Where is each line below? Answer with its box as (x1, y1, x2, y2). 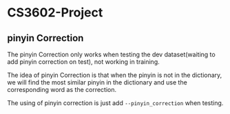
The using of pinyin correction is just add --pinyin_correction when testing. (7, 99, 224, 107)
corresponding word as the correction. (7, 86, 117, 93)
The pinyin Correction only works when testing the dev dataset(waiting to (7, 50, 216, 58)
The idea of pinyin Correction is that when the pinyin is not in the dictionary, (7, 71, 222, 79)
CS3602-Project (7, 5, 103, 21)
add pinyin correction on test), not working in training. (7, 58, 160, 66)
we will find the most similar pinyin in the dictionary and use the (7, 78, 187, 87)
